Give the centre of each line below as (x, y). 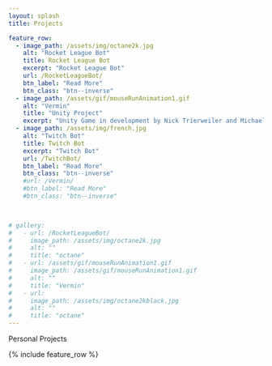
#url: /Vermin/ (49, 181)
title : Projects (36, 23)
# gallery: (27, 225)
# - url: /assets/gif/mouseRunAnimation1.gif (90, 263)
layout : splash (34, 16)
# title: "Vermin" (47, 285)
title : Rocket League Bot (67, 61)
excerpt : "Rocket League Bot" (74, 68)
